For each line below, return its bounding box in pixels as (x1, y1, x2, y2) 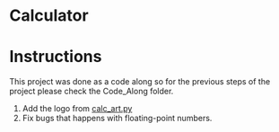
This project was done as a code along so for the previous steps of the (9, 76, 271, 87)
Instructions (9, 47, 102, 67)
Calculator (9, 5, 89, 26)
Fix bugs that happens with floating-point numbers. (22, 113, 213, 124)
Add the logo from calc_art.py (22, 103, 133, 114)
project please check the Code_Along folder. (9, 86, 174, 97)
